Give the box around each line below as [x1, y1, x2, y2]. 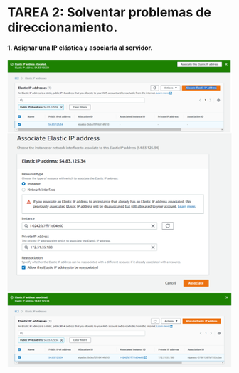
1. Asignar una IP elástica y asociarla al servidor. [7, 44, 153, 52]
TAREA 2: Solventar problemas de [7, 4, 212, 21]
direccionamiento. [7, 19, 118, 36]
